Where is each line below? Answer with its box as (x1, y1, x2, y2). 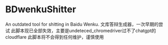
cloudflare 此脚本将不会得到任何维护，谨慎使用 (5, 34, 104, 40)
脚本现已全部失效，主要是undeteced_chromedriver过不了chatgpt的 (15, 27, 156, 34)
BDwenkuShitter (5, 4, 77, 15)
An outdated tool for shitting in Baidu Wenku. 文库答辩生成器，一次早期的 (5, 21, 159, 27)
